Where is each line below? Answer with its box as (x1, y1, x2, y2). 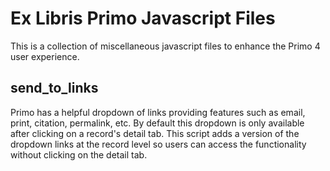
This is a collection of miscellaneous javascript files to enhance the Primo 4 (10, 40, 321, 52)
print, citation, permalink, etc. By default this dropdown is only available (10, 117, 305, 129)
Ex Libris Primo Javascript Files (10, 7, 276, 30)
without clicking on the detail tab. (10, 148, 148, 161)
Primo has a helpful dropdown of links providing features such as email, (10, 106, 306, 118)
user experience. (10, 50, 80, 62)
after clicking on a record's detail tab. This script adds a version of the (10, 127, 300, 139)
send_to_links (10, 80, 99, 97)
